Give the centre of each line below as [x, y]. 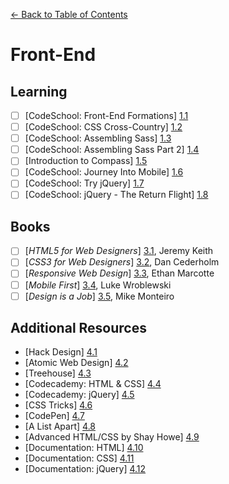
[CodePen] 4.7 [54, 416]
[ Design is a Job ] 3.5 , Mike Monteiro [99, 296]
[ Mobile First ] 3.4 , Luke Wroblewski [98, 285]
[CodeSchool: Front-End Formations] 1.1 [106, 115]
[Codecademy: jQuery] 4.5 [79, 395]
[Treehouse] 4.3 [58, 373]
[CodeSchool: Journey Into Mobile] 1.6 [104, 172]
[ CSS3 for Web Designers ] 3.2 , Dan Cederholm [122, 262]
